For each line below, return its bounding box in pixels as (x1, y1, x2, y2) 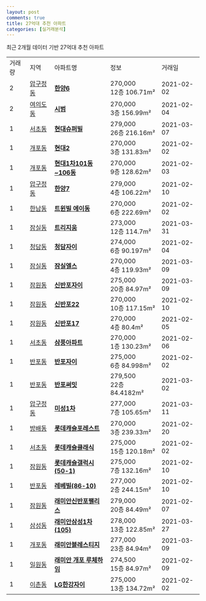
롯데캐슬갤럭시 (54, 459, 94, 467)
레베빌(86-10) (54, 482, 96, 490)
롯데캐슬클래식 (54, 444, 94, 452)
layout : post (6, 9, 40, 15)
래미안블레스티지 (54, 540, 100, 549)
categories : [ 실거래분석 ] (6, 26, 66, 32)
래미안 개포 (54, 556, 85, 564)
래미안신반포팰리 (54, 497, 100, 505)
